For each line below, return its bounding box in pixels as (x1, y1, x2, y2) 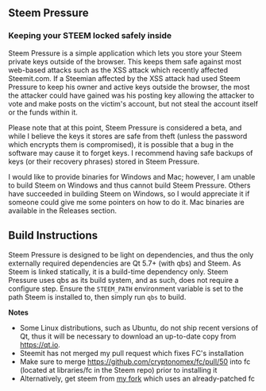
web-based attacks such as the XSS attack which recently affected (8, 65, 229, 75)
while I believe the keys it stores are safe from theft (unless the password (8, 131, 248, 141)
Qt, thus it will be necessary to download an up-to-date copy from (19, 331, 237, 341)
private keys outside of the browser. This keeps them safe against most (8, 56, 242, 66)
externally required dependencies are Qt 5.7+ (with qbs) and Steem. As (8, 258, 241, 268)
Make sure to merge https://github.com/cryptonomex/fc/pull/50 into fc (19, 357, 251, 366)
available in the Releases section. (8, 206, 118, 215)
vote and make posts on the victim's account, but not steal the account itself (8, 99, 258, 108)
